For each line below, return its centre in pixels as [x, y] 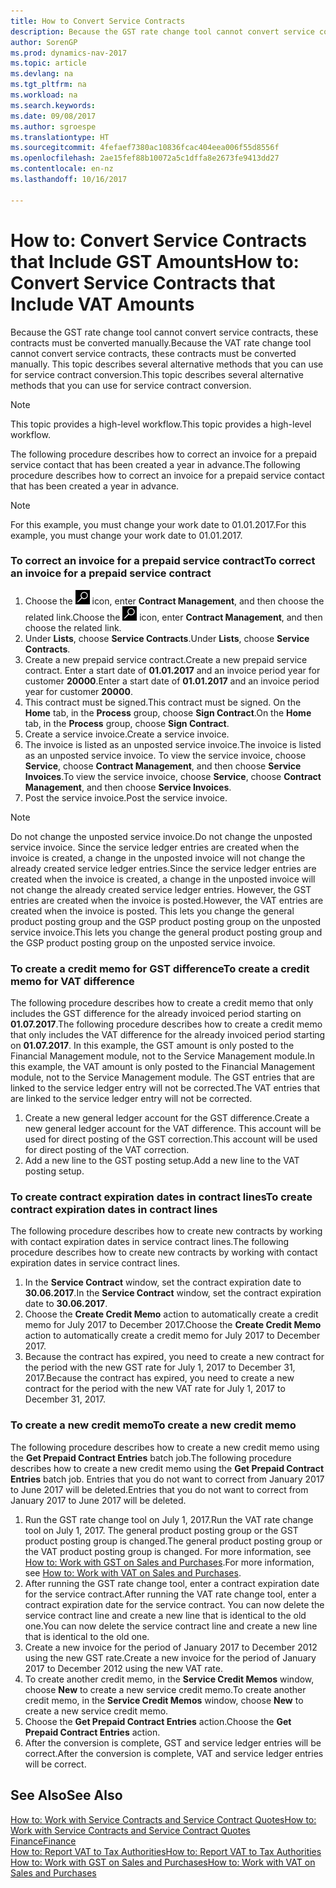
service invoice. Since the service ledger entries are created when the [155, 847]
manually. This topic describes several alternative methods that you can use [167, 364]
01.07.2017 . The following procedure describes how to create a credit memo [166, 1024]
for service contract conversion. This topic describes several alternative [157, 374]
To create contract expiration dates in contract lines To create [161, 1197]
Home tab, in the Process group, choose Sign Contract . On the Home [168, 712]
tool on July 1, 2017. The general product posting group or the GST [161, 1530]
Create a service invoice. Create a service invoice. [127, 734]
